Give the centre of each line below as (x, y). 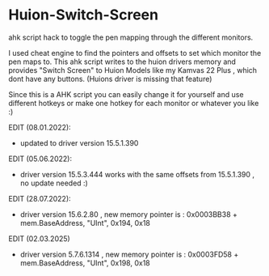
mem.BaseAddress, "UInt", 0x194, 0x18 (85, 223)
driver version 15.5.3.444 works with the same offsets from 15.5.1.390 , (137, 174)
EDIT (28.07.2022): (40, 198)
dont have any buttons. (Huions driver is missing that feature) (110, 79)
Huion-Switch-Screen (84, 15)
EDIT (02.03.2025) (39, 238)
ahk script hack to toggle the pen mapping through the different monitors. (131, 37)
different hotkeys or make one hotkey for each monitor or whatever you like (134, 103)
